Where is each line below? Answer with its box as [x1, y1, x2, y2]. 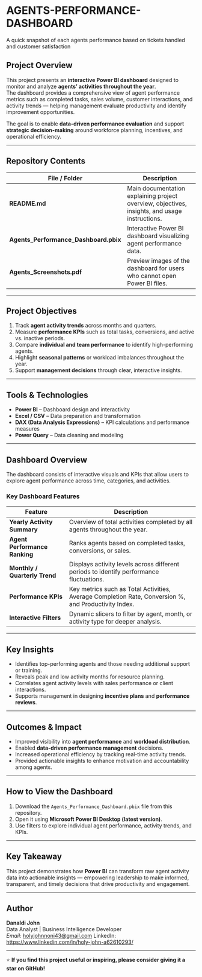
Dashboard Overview [6, 455, 88, 465]
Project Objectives [6, 306, 77, 316]
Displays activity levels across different [69, 560, 179, 569]
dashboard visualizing [127, 232, 189, 240]
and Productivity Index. [69, 600, 135, 609]
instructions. [127, 214, 162, 223]
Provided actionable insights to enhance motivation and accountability [14, 757, 189, 764]
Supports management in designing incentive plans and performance [14, 692, 190, 700]
